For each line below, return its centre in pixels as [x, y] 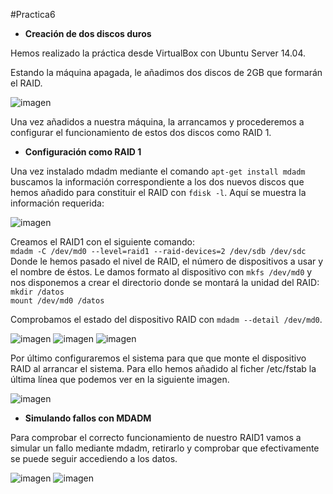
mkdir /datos [37, 292]
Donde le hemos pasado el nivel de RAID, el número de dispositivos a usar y [167, 261]
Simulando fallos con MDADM [88, 418]
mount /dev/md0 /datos [57, 301]
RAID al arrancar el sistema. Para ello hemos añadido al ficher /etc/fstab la [163, 368]
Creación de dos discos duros [88, 33]
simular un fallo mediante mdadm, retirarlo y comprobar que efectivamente [165, 448]
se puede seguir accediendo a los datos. [94, 458]
